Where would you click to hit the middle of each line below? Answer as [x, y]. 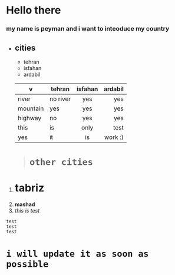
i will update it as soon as [77, 254]
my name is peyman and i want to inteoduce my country [88, 29]
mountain [31, 108]
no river [60, 99]
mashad [25, 204]
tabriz [29, 188]
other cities [61, 162]
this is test [27, 211]
